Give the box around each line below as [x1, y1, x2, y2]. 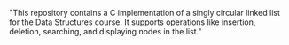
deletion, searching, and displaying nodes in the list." [9, 26, 202, 36]
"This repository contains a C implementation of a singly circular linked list [9, 8, 281, 18]
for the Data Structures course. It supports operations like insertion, [9, 17, 256, 27]
